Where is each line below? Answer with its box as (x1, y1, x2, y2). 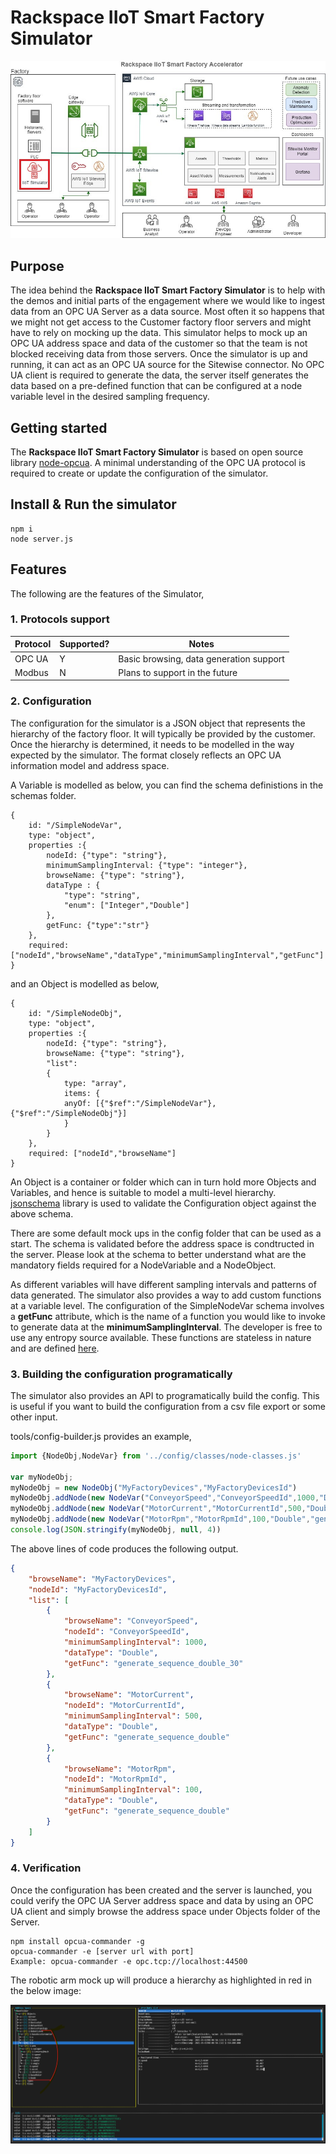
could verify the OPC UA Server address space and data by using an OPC (10, 1894, 314, 1906)
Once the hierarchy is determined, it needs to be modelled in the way (10, 738, 295, 750)
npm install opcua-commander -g (10, 1936, 145, 1946)
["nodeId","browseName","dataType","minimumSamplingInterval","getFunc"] (10, 950, 325, 960)
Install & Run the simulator (10, 496, 177, 513)
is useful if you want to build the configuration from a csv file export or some (10, 1400, 326, 1412)
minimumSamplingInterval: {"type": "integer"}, (46, 860, 248, 870)
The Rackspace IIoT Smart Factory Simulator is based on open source (10, 446, 304, 458)
